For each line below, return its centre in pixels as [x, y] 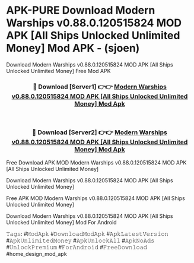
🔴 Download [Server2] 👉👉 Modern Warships [100, 132]
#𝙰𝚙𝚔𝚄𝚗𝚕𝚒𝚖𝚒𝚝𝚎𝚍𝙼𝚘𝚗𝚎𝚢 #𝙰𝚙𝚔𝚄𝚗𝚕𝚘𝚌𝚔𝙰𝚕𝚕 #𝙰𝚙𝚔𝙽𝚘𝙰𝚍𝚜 [80, 240]
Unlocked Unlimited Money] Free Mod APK [58, 71]
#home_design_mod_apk [36, 254]
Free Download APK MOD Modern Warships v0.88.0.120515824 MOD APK [96, 162]
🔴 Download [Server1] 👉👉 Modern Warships [100, 87]
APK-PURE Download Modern [81, 10]
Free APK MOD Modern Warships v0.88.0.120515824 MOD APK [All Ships [96, 198]
